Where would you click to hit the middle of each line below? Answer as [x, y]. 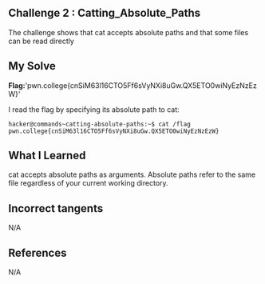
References [38, 252]
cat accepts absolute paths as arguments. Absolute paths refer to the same [132, 174]
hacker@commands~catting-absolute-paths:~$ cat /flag [100, 124]
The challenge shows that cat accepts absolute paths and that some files [129, 32]
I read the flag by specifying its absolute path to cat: [94, 109]
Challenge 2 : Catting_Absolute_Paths [105, 13]
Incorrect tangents [56, 208]
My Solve [32, 66]
